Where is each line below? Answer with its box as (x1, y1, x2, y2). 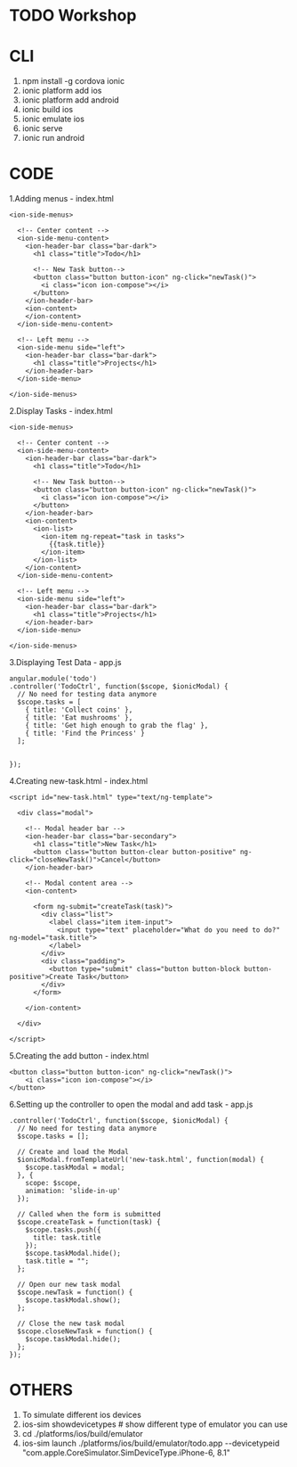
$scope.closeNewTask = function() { (17, 1327, 153, 1336)
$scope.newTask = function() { (17, 1288, 133, 1298)
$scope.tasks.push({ (25, 1225, 101, 1235)
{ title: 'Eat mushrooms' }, (25, 713, 133, 722)
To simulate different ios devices (21, 1410, 142, 1420)
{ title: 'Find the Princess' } (25, 729, 145, 738)
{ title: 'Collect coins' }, (25, 705, 133, 714)
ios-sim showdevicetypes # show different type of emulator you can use (21, 1419, 288, 1430)
